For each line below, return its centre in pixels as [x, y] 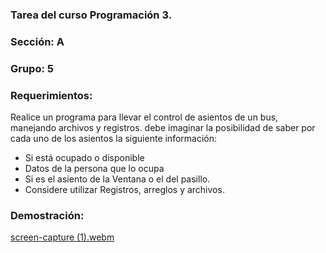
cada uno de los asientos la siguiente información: [114, 139]
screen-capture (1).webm [62, 237]
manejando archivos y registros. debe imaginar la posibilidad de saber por [163, 128]
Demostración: [47, 215]
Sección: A [37, 41]
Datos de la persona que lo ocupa [94, 169]
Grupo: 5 [32, 68]
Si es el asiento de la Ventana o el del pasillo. [117, 179]
